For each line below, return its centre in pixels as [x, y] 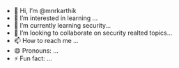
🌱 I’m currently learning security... [62, 25]
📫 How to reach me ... [46, 41]
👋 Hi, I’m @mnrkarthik [45, 11]
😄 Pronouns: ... [36, 51]
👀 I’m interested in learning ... [56, 18]
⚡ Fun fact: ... [33, 58]
